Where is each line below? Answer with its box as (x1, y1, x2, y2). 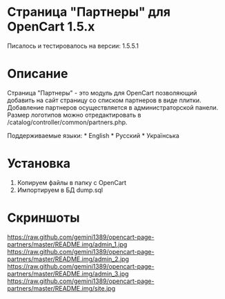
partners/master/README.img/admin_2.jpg (7, 255, 130, 263)
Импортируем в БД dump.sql (17, 186, 104, 194)
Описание (7, 66, 68, 81)
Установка (7, 156, 71, 171)
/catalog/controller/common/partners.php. (7, 118, 128, 126)
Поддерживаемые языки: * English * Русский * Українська (7, 131, 179, 139)
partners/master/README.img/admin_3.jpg (7, 269, 129, 278)
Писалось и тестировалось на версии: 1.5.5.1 (7, 41, 139, 50)
